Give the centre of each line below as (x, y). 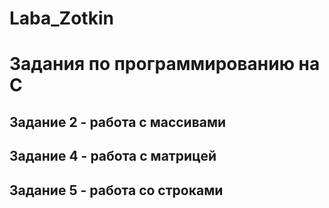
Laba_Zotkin (61, 18)
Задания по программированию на (165, 64)
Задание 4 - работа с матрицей (113, 156)
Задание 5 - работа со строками (116, 190)
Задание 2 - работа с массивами (118, 122)
